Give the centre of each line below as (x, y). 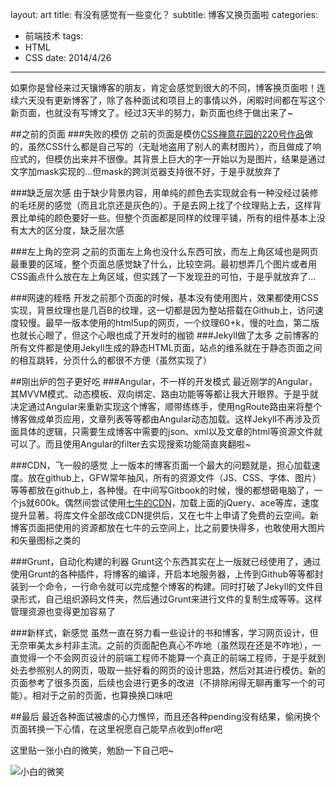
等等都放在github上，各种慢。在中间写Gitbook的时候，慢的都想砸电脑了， (162, 490)
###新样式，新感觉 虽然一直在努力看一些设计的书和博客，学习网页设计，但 (164, 632)
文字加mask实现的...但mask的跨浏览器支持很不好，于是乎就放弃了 (146, 171)
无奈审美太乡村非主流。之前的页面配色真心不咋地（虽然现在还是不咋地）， (161, 645)
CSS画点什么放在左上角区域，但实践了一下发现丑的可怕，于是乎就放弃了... (163, 276)
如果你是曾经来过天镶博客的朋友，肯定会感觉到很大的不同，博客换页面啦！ (163, 87)
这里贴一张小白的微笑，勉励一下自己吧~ (92, 750)
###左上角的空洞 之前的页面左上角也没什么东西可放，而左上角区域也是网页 (164, 251)
